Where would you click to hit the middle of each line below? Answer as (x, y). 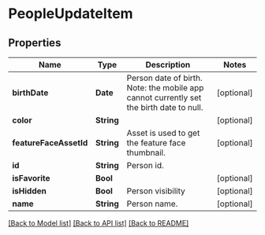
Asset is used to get (163, 133)
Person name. (152, 204)
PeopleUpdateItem (71, 14)
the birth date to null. (165, 107)
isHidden (30, 191)
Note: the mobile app (165, 88)
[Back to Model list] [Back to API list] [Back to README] (99, 223)
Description (168, 65)
